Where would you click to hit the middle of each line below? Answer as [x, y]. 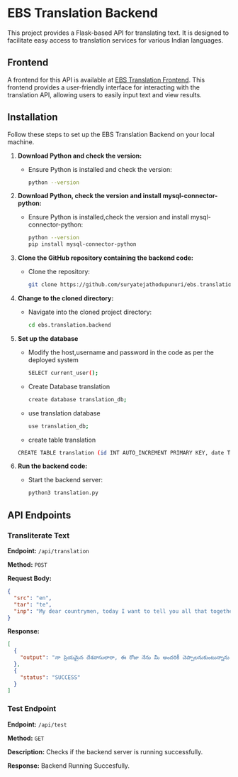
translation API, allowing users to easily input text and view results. [104, 94]
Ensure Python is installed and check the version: [100, 169]
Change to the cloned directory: [66, 298]
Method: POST [27, 565]
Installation [33, 118]
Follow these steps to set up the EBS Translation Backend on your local [111, 134]
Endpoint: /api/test [37, 724]
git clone [43, 285]
